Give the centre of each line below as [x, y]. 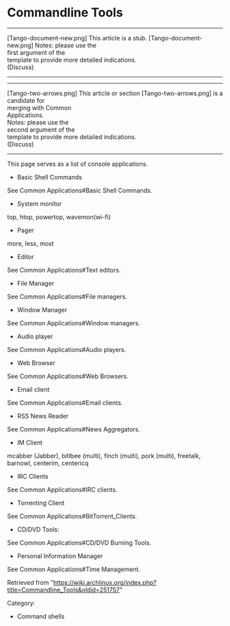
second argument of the [41, 129]
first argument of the [36, 52]
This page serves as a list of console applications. [78, 164]
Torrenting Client [41, 503]
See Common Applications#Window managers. [74, 323]
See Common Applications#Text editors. [64, 270]
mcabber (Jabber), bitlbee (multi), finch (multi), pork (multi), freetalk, [104, 455]
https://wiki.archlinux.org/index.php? [105, 582]
